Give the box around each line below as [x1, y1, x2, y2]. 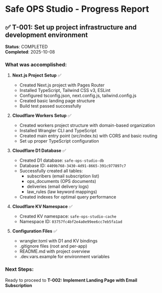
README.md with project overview [19, 248, 90, 254]
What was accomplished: [5, 61, 67, 68]
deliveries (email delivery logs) [27, 183, 89, 190]
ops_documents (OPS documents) [27, 178, 97, 184]
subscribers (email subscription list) [27, 173, 100, 179]
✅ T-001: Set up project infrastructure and [5, 23, 137, 31]
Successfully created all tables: [19, 168, 83, 174]
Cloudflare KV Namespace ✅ [12, 204, 73, 209]
